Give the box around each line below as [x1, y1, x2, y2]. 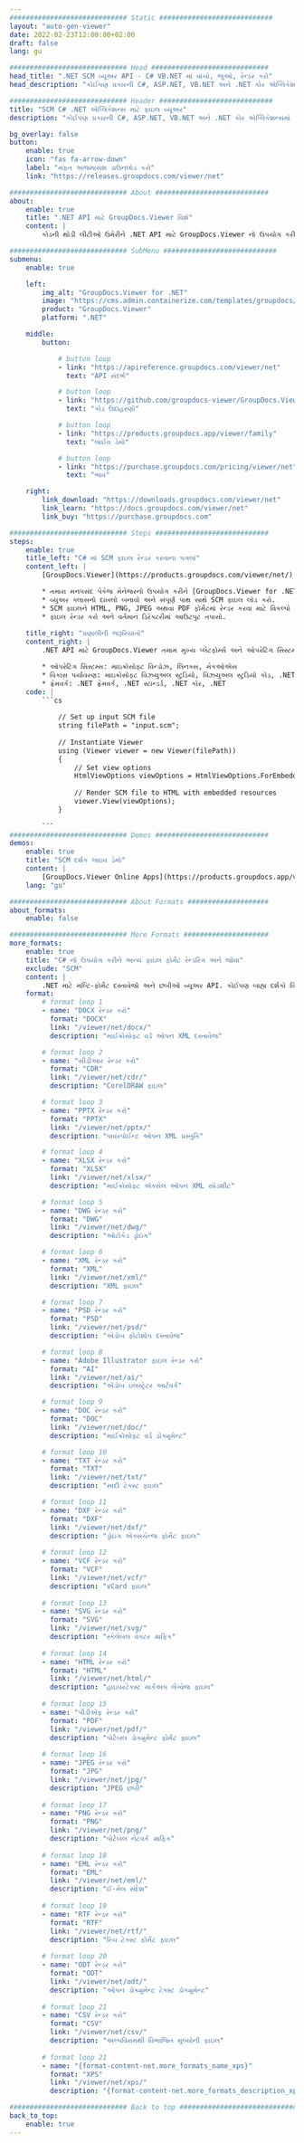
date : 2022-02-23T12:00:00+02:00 [9, 30, 136, 39]
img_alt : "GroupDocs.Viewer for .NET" [42, 288, 188, 297]
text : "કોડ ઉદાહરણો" [66, 405, 140, 414]
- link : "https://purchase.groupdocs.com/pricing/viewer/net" [57, 462, 298, 471]
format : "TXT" [49, 1464, 103, 1473]
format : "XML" [49, 1264, 103, 1273]
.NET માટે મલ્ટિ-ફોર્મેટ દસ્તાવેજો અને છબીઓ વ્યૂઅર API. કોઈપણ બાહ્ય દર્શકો [42, 981, 287, 990]
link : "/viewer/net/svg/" [49, 1624, 147, 1633]
